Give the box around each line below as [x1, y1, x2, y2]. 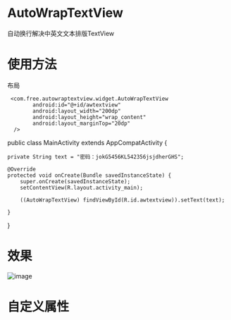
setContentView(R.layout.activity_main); [20, 184, 143, 191]
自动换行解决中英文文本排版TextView [7, 29, 115, 37]
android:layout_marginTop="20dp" [32, 120, 131, 127]
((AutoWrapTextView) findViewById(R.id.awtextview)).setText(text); [20, 196, 225, 204]
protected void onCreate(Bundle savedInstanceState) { [7, 171, 172, 179]
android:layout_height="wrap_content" [32, 113, 146, 121]
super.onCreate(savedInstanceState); [20, 178, 131, 185]
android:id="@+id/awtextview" [32, 101, 121, 109]
